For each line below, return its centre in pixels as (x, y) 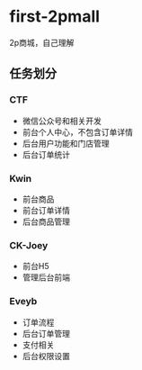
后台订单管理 (46, 333)
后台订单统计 (46, 154)
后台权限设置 (46, 356)
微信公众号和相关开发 (62, 121)
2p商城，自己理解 (42, 42)
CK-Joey (29, 245)
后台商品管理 (46, 221)
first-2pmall (55, 17)
